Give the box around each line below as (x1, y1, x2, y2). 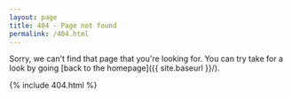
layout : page (9, 12, 58, 22)
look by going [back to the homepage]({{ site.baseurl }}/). (9, 63, 220, 73)
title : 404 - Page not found (9, 21, 117, 30)
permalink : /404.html (9, 29, 90, 38)
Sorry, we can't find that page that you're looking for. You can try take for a (9, 54, 284, 64)
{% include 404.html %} (9, 80, 98, 91)
